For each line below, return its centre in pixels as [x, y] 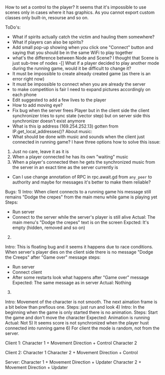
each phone [24, 94]
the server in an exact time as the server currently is [65, 167]
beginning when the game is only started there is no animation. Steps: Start [82, 312]
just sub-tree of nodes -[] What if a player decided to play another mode [85, 63]
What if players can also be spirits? [48, 42]
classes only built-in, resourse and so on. [47, 18]
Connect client [27, 272]
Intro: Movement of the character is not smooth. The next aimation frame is [81, 302]
